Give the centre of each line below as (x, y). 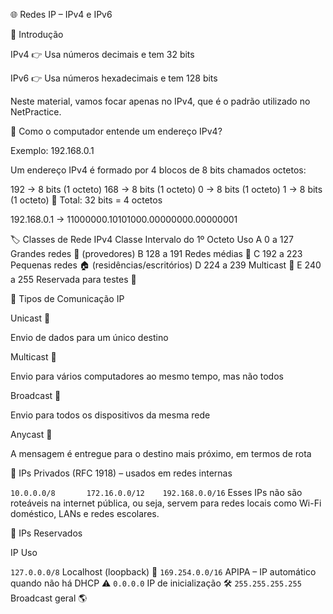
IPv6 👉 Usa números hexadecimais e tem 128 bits (114, 78)
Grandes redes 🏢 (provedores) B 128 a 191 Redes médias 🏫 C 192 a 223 (156, 253)
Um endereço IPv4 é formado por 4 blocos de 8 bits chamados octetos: (158, 170)
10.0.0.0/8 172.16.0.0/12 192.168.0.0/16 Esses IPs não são (156, 492)
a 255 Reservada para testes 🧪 (73, 279)
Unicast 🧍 (30, 318)
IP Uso (24, 552)
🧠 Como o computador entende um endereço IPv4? (116, 131)
